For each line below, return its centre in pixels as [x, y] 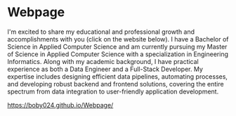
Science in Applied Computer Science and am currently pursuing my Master [117, 46]
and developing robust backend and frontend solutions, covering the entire [116, 84]
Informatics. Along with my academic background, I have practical [103, 61]
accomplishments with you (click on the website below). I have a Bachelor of [118, 39]
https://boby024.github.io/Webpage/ [60, 105]
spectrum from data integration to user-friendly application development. [113, 91]
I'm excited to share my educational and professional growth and [101, 32]
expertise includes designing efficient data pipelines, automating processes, [118, 76]
